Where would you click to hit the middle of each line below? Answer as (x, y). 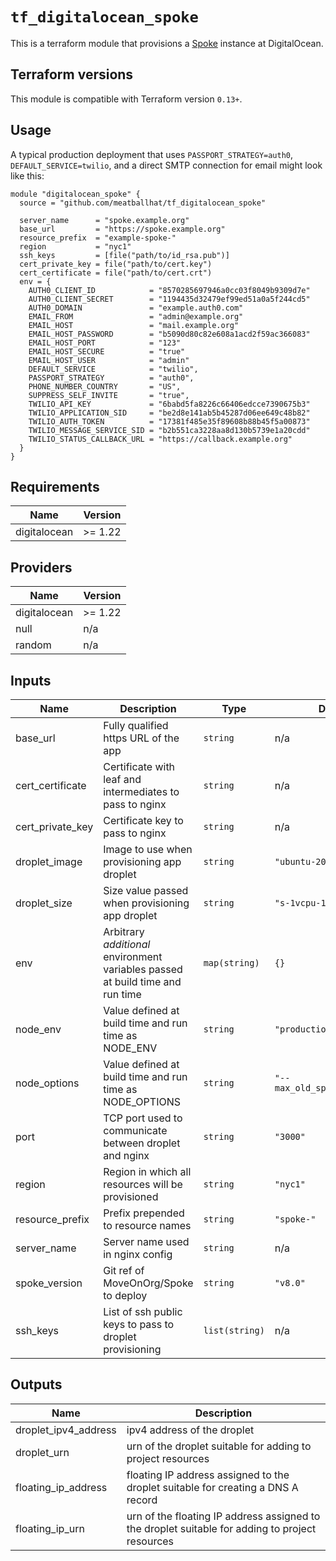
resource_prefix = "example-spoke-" (98, 238)
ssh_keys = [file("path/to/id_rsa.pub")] (124, 255)
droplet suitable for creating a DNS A (212, 1487)
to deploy (125, 1295)
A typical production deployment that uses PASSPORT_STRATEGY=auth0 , (152, 154)
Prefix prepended (144, 1213)
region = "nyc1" (75, 246)
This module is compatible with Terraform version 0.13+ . (126, 99)
